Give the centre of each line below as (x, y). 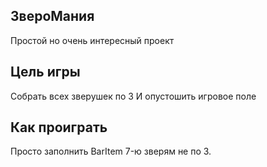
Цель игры (45, 72)
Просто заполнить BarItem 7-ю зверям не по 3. (111, 151)
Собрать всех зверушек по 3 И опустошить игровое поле (133, 96)
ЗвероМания (52, 16)
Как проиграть (59, 127)
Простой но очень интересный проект (92, 40)
